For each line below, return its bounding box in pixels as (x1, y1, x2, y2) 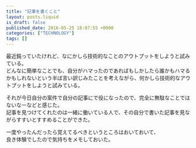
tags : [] (6, 36, 27, 42)
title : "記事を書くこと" (6, 8, 60, 15)
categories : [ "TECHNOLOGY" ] (6, 30, 75, 36)
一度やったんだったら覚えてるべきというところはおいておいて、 (6, 129, 159, 135)
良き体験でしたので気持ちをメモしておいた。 (6, 136, 114, 143)
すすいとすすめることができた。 (16, 116, 94, 123)
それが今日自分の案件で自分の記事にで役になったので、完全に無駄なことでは (6, 94, 191, 101)
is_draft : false (6, 19, 46, 25)
